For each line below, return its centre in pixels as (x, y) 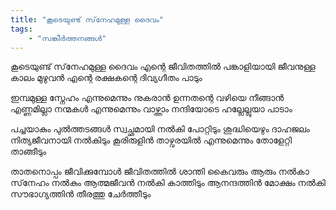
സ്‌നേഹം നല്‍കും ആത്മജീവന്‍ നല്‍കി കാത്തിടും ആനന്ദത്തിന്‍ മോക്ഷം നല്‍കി (168, 183)
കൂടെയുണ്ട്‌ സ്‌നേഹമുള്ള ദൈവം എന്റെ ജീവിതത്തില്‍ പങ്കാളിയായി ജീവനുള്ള (163, 67)
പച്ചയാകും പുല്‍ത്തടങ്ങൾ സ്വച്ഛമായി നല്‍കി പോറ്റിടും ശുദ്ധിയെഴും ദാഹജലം (160, 129)
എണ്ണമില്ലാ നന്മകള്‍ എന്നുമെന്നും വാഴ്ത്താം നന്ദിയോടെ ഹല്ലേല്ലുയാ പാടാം (151, 109)
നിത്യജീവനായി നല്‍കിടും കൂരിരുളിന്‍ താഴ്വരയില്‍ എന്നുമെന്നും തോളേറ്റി (151, 140)
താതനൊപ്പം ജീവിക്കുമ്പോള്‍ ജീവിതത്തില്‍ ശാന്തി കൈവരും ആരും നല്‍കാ (160, 172)
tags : (21, 29)
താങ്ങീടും (28, 152)
